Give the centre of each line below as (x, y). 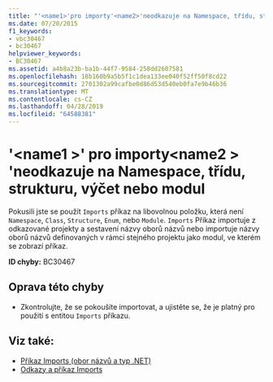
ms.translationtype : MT (49, 91)
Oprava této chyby (56, 287)
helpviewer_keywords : (45, 54)
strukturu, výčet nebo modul (107, 189)
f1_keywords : (30, 31)
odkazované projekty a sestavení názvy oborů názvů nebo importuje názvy (134, 228)
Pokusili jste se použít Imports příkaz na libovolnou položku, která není (126, 211)
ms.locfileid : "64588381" (52, 115)
